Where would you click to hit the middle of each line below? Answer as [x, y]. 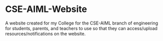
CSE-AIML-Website [46, 9]
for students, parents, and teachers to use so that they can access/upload [81, 28]
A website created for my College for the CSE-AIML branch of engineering [82, 23]
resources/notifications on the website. [45, 33]
